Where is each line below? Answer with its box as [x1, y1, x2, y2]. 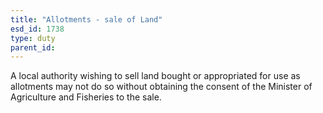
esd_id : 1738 [10, 24, 65, 34]
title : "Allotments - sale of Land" [10, 14, 163, 25]
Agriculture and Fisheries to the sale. [10, 91, 162, 103]
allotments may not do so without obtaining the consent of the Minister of [10, 81, 313, 93]
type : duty [10, 33, 56, 43]
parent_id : [10, 42, 56, 53]
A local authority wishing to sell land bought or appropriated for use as [10, 70, 301, 82]
